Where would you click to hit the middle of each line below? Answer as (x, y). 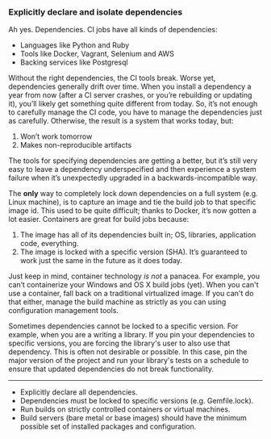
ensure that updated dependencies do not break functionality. (111, 369)
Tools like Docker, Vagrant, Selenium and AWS (97, 54)
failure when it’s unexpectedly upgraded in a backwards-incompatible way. (133, 178)
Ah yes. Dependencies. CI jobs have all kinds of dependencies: (113, 30)
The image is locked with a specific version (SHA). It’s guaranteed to (133, 252)
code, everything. (49, 244)
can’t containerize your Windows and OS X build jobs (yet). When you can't (134, 285)
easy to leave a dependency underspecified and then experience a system (132, 169)
